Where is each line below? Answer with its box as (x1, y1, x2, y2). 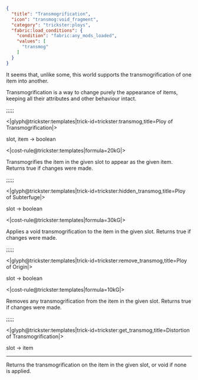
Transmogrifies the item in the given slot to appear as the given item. (6, 158, 173, 165)
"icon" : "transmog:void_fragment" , (11, 16, 99, 22)
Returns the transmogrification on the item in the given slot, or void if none (6, 361, 187, 368)
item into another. (6, 77, 49, 84)
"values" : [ (16, 38, 46, 44)
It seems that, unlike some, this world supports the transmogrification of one (6, 71, 192, 78)
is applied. (6, 367, 31, 374)
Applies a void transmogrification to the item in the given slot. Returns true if (6, 227, 192, 235)
